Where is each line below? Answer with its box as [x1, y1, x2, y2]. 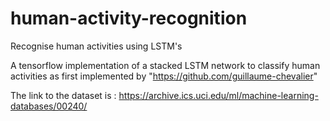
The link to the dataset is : [10, 89, 117, 101]
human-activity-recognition [10, 7, 248, 30]
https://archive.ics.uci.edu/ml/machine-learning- [118, 89, 319, 101]
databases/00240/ [10, 100, 88, 112]
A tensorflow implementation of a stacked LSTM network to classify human [10, 59, 321, 71]
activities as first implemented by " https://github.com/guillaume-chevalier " [10, 70, 318, 82]
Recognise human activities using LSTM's [10, 40, 183, 52]
